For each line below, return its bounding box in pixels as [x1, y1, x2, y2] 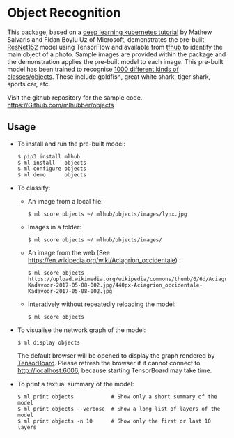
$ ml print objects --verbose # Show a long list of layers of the [17, 405, 221, 412]
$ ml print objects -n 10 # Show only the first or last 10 [17, 417, 211, 425]
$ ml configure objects [17, 165, 87, 172]
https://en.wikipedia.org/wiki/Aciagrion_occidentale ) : [27, 256, 181, 264]
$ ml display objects [17, 339, 80, 346]
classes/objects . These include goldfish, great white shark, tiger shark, [7, 72, 211, 81]
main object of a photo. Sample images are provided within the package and [7, 50, 226, 59]
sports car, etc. [7, 80, 51, 88]
